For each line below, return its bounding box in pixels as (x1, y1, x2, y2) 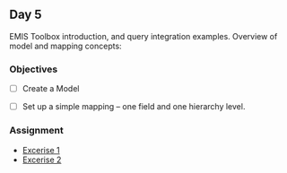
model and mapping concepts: (9, 40, 123, 51)
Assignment (9, 125, 65, 137)
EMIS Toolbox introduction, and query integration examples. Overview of (9, 30, 278, 41)
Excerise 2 (22, 154, 62, 165)
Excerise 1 (22, 144, 60, 155)
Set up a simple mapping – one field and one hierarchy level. (22, 101, 246, 112)
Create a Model (22, 83, 80, 94)
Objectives (9, 63, 58, 75)
